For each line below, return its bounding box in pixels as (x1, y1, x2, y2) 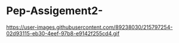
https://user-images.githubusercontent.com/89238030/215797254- (6, 24, 173, 31)
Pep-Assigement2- (6, 4, 103, 18)
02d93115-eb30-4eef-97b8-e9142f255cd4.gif (6, 29, 120, 37)
